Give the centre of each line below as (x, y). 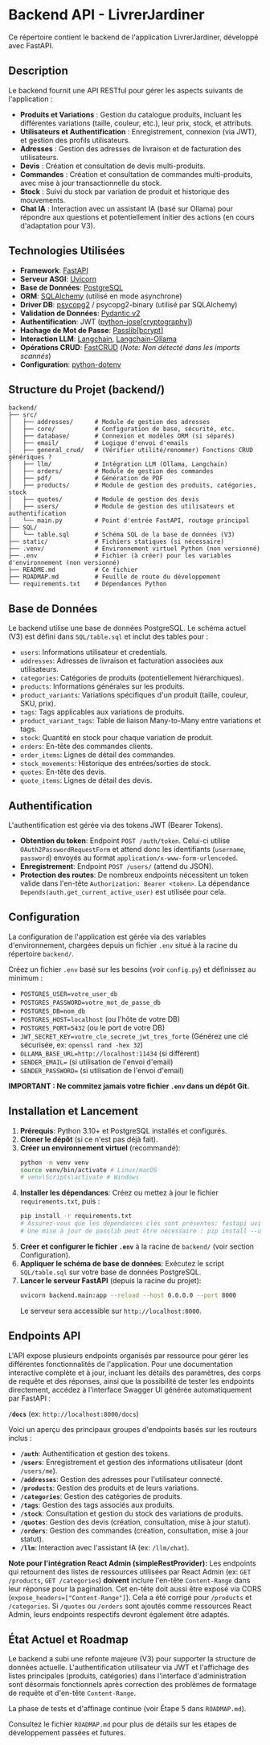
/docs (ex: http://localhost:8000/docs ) (74, 1414)
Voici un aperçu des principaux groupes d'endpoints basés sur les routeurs (133, 1429)
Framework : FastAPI (54, 270)
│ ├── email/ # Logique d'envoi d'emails (98, 443)
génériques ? (30, 457)
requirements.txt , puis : (60, 1201)
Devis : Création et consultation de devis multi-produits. (113, 166)
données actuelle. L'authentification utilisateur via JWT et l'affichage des (129, 1668)
